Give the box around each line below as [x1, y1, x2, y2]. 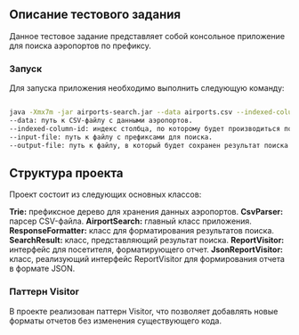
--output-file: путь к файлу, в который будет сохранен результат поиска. [9, 141, 293, 150]
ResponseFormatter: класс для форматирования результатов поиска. [9, 225, 274, 236]
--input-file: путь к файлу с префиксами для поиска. [9, 133, 214, 142]
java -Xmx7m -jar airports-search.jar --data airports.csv [9, 108, 233, 117]
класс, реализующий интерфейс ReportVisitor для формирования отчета [9, 254, 285, 265]
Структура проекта [9, 165, 124, 181]
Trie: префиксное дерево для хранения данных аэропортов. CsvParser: [9, 207, 283, 217]
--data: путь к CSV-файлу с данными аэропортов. [9, 116, 193, 125]
